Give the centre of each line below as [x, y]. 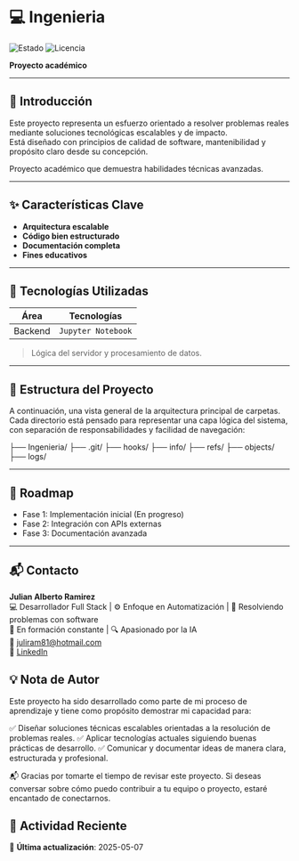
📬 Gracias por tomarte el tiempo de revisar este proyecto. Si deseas [135, 776]
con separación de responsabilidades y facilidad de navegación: [127, 430]
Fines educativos [54, 255]
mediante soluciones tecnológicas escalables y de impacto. [119, 132]
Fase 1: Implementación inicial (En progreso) [103, 514]
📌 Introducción [51, 102]
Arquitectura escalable [65, 226]
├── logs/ [28, 457]
